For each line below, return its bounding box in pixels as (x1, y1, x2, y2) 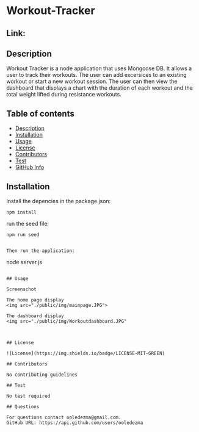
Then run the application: (6, 248, 75, 254)
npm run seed (6, 232, 40, 238)
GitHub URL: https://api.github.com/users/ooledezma (6, 420, 143, 426)
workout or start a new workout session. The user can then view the (6, 77, 178, 85)
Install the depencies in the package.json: (6, 198, 111, 205)
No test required (6, 393, 51, 400)
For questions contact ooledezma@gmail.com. (6, 414, 121, 421)
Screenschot (6, 286, 37, 293)
